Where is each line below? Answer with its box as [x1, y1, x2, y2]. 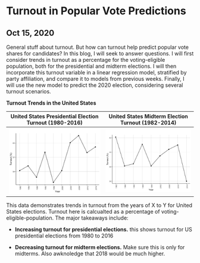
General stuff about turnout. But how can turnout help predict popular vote [6, 43, 189, 51]
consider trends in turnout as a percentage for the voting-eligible [6, 57, 165, 63]
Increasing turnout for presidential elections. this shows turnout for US [14, 226, 192, 233]
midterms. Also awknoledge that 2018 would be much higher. [14, 250, 165, 257]
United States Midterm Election [108, 112, 189, 120]
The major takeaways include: [55, 214, 129, 221]
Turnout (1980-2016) [26, 119, 83, 126]
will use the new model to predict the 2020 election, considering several [6, 82, 183, 89]
